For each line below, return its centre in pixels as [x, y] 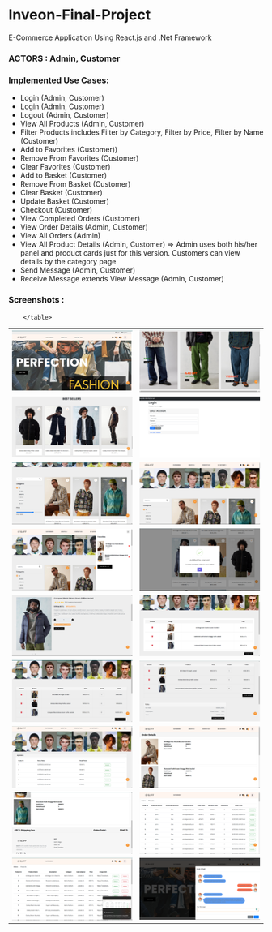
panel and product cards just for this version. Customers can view [130, 253]
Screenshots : [36, 300]
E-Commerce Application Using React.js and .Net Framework [110, 37]
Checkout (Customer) [56, 210]
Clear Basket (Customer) [61, 193]
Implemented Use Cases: [59, 80]
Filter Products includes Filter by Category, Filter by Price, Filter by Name [142, 132]
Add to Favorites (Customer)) [69, 150]
